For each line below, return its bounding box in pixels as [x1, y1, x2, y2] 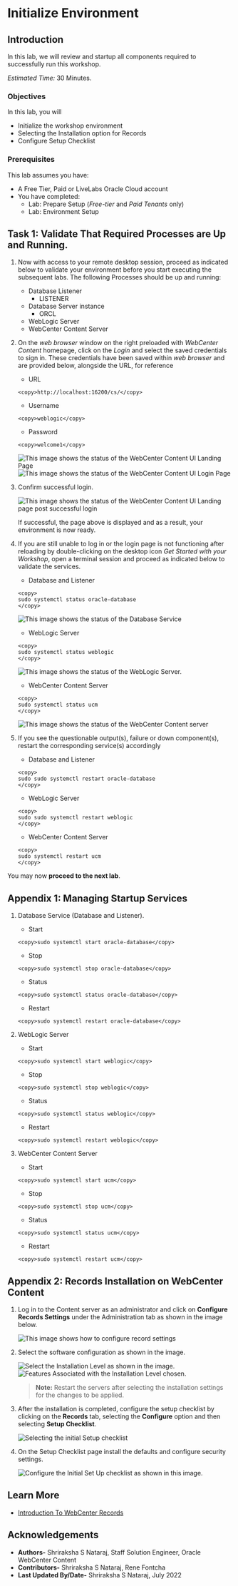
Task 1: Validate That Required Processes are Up [7, 227, 227, 240]
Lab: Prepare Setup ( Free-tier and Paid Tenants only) [28, 200, 185, 208]
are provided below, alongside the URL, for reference [17, 362, 174, 370]
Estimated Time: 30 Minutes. [7, 73, 92, 82]
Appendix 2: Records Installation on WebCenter [7, 1275, 224, 1287]
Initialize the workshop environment [17, 121, 123, 130]
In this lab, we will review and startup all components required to [7, 52, 197, 61]
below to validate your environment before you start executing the [17, 265, 212, 274]
